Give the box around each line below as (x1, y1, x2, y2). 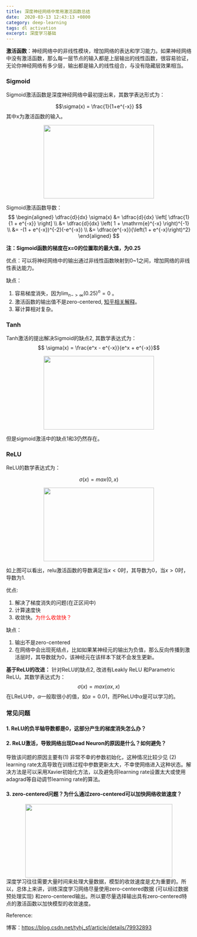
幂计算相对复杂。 (14, 305, 56, 313)
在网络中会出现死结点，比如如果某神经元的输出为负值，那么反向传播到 (14, 646, 185, 653)
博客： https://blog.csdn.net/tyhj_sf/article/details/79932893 (6, 924, 152, 931)
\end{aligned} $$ (78, 232, 120, 240)
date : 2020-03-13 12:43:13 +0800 (6, 14, 91, 20)
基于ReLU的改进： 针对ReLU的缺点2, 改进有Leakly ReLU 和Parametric (6, 666, 175, 673)
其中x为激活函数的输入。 (6, 113, 66, 120)
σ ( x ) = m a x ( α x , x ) (77, 683, 121, 690)
